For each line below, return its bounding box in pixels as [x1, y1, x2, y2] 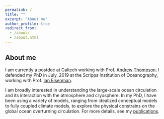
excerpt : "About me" [5, 16, 48, 21]
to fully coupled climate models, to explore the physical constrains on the [5, 103, 155, 109]
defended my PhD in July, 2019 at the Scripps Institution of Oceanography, [5, 72, 158, 78]
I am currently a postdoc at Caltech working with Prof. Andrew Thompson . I [5, 67, 160, 73]
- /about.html [9, 35, 39, 40]
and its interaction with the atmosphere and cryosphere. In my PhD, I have [5, 92, 157, 98]
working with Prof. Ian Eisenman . [5, 77, 73, 83]
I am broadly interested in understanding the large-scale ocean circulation [5, 87, 157, 93]
